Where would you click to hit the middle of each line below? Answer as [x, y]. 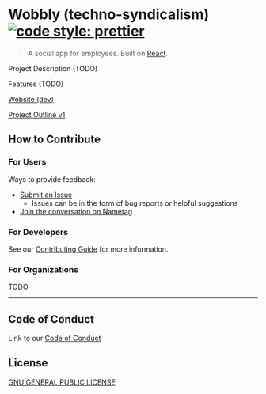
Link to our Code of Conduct [55, 339]
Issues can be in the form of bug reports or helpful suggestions [135, 203]
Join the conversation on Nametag [76, 211]
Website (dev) [31, 99]
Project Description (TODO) [53, 68]
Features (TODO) [36, 84]
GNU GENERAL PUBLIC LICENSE [62, 382]
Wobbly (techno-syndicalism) [109, 15]
